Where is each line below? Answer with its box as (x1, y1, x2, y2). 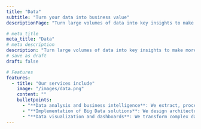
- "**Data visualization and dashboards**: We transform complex (22, 113, 188, 119)
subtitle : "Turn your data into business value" (6, 14, 130, 20)
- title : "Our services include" (11, 80, 95, 87)
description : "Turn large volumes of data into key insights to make (6, 47, 184, 54)
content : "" (17, 91, 47, 97)
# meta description (6, 42, 55, 48)
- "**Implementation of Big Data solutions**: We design (22, 108, 167, 114)
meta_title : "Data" (6, 36, 55, 42)
